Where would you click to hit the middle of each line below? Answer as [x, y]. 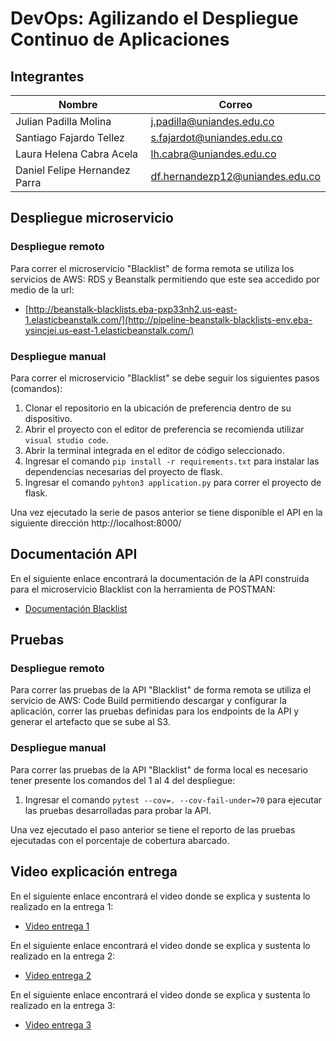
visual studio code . [66, 439]
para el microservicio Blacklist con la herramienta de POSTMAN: [143, 589]
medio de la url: [42, 289]
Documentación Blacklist [76, 608]
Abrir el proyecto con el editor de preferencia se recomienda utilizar [164, 429]
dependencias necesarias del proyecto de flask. [123, 471]
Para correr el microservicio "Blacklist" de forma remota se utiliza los [152, 268]
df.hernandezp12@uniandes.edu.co [235, 176]
